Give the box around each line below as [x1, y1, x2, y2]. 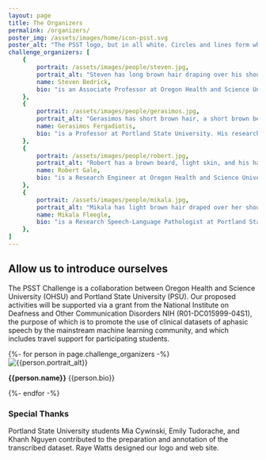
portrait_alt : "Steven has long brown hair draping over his [36, 71, 243, 79]
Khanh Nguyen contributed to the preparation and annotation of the [8, 434, 229, 444]
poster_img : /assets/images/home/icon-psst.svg [8, 33, 169, 42]
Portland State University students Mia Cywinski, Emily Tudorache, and [8, 426, 240, 435]
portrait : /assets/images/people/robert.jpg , [36, 151, 190, 159]
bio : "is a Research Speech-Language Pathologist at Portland [36, 218, 246, 226]
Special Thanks [8, 408, 70, 419]
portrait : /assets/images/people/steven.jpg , [36, 63, 190, 71]
